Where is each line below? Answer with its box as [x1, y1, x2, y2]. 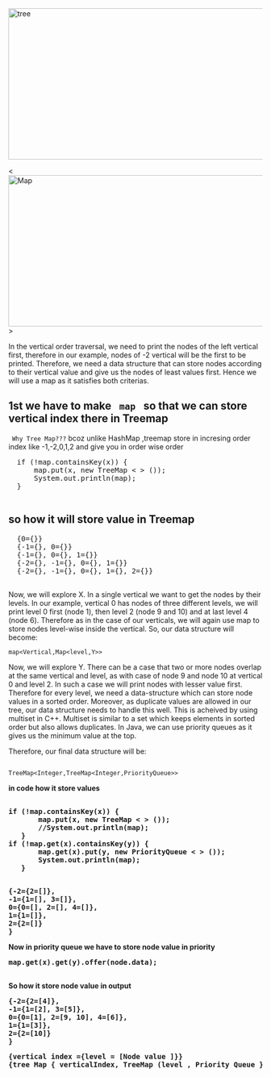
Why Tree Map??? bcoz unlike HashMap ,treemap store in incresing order [11, 433, 252, 443]
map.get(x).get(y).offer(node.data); [8, 958, 158, 966]
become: [8, 632, 38, 642]
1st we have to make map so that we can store [8, 399, 248, 413]
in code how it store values [8, 783, 101, 793]
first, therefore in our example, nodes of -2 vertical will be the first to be [8, 350, 247, 360]
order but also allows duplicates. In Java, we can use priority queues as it [8, 722, 252, 732]
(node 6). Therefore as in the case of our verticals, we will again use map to [8, 615, 260, 624]
